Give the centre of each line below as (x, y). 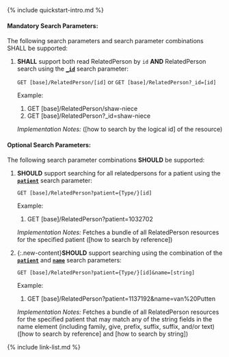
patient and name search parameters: (69, 260)
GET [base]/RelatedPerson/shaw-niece (82, 109)
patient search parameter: (54, 181)
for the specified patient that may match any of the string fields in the (114, 319)
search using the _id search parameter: (72, 69)
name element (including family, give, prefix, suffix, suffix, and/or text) (116, 327)
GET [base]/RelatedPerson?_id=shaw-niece (89, 116)
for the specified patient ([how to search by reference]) (95, 240)
